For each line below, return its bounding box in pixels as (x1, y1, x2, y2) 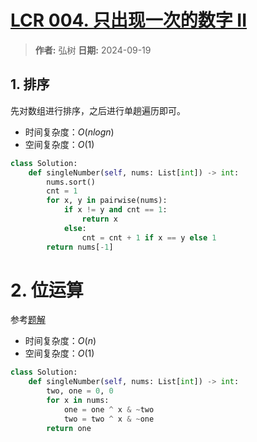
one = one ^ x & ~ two (63, 404, 155, 415)
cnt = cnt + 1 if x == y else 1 (81, 232, 217, 243)
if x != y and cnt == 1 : (63, 205, 168, 215)
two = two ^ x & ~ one (63, 414, 155, 424)
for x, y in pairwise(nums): (46, 196, 168, 206)
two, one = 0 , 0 (46, 386, 114, 396)
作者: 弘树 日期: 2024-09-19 (34, 44, 152, 56)
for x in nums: (46, 396, 110, 406)
